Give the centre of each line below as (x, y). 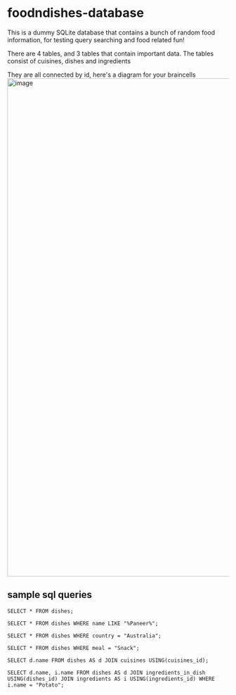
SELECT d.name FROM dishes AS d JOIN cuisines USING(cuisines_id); (108, 660)
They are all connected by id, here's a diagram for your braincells (101, 75)
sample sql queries (50, 595)
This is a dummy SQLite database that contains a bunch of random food (111, 32)
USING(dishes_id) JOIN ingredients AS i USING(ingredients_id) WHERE (111, 679)
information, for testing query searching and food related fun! (96, 39)
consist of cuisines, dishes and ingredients (69, 60)
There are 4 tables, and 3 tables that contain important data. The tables (111, 53)
